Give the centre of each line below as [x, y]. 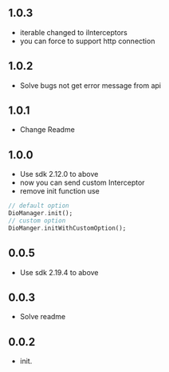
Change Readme [47, 130]
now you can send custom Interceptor [82, 182]
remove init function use [59, 191]
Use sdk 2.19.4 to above [59, 272]
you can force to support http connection [87, 41]
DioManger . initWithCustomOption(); [67, 228]
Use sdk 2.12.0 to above [59, 174]
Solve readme [43, 317]
